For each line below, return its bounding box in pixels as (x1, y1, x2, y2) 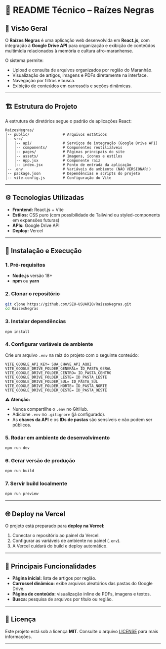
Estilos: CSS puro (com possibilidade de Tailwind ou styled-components (12, 212, 161, 217)
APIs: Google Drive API (12, 222, 60, 228)
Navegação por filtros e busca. (12, 78, 76, 83)
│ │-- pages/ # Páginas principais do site (5, 149, 125, 154)
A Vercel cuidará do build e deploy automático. (12, 543, 108, 549)
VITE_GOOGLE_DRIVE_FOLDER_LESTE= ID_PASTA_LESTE (5, 375, 107, 379)
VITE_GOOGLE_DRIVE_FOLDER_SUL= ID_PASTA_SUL (5, 379, 98, 384)
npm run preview (5, 491, 39, 496)
